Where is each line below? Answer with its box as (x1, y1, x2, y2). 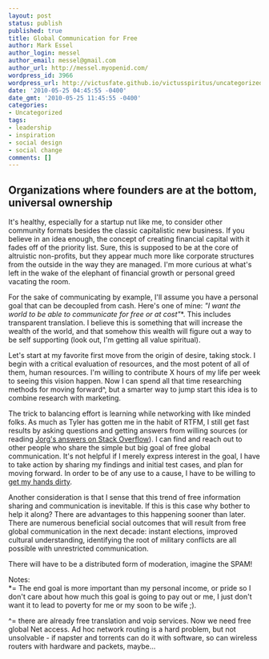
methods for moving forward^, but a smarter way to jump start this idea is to (8, 384, 258, 394)
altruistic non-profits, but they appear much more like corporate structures (8, 251, 255, 261)
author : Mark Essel (8, 42, 74, 50)
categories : (8, 101, 48, 109)
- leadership (8, 124, 52, 132)
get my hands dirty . (8, 477, 73, 486)
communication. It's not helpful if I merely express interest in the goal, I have (8, 451, 260, 462)
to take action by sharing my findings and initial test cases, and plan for (8, 460, 243, 470)
